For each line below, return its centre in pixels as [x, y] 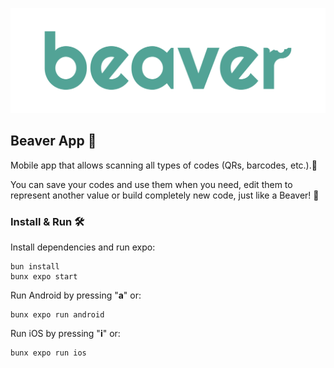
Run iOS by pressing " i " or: [65, 333]
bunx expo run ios [48, 353]
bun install [35, 266]
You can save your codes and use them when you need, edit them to [151, 184]
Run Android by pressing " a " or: [76, 295]
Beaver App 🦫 [53, 141]
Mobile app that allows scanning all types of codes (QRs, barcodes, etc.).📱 [164, 165]
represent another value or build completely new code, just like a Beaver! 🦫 [165, 195]
